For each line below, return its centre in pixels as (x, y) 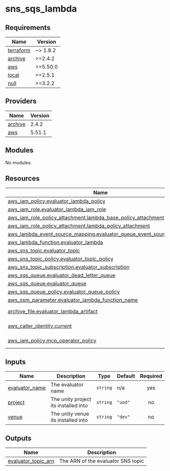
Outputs (18, 438)
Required (151, 376)
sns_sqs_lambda (41, 9)
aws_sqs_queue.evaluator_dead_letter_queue (62, 275)
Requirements (28, 28)
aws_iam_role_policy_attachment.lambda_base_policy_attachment (86, 218)
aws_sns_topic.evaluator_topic (44, 250)
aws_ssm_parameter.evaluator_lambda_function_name (73, 300)
